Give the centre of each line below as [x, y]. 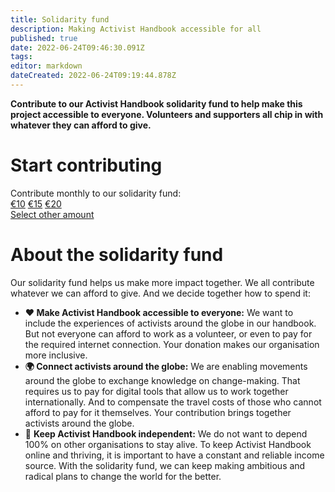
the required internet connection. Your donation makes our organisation [172, 344]
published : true [44, 38]
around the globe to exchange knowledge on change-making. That [162, 380]
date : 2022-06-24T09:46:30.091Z [77, 47]
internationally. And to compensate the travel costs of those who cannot [173, 402]
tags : [21, 57]
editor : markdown [46, 66]
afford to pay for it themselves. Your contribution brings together [158, 412]
